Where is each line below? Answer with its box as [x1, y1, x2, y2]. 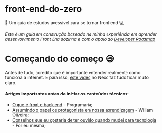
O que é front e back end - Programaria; [12, 102, 93, 108]
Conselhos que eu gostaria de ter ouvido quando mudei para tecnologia [12, 117, 157, 123]
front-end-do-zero [5, 3, 82, 15]
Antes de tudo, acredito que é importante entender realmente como [5, 69, 141, 75]
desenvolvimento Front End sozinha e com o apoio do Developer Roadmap [5, 36, 156, 42]
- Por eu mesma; [12, 123, 46, 129]
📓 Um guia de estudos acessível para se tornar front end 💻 [5, 19, 124, 25]
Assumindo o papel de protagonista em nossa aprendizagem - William [12, 107, 153, 113]
